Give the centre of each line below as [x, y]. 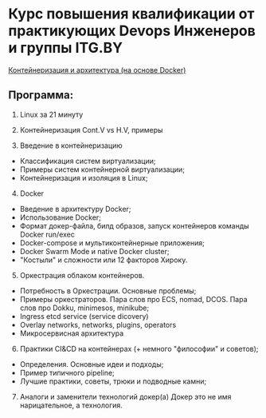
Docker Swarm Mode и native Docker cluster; [94, 251]
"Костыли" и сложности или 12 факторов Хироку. [104, 260]
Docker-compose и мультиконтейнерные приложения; [112, 243]
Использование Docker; [61, 217]
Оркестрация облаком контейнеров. [82, 275]
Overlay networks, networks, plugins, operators [98, 324]
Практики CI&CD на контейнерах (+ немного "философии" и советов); [139, 348]
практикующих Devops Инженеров [132, 31]
